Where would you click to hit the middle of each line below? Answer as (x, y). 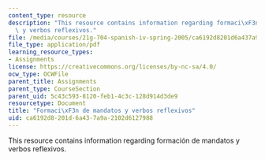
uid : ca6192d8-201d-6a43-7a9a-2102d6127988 (81, 118)
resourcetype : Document (47, 103)
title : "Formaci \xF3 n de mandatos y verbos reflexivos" (102, 111)
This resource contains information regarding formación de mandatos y (124, 140)
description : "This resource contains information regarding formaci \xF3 (132, 23)
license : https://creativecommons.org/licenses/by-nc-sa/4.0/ (112, 67)
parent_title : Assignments (52, 81)
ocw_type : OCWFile (38, 74)
